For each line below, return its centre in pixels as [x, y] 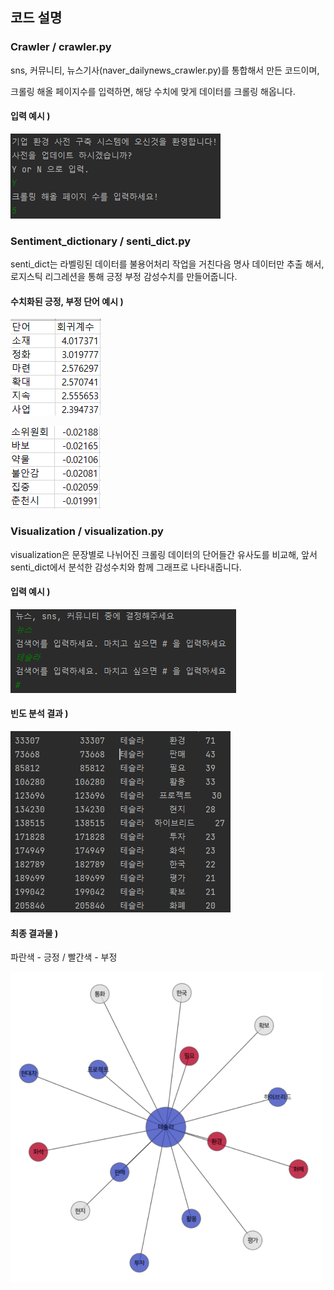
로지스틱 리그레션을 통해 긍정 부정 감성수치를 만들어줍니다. [124, 277]
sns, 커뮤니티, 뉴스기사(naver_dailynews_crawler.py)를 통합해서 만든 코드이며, [165, 70]
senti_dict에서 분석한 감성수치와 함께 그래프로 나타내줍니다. [126, 567]
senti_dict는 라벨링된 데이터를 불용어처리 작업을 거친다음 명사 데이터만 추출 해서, [167, 264]
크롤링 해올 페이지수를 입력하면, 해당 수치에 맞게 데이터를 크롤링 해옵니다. [153, 91]
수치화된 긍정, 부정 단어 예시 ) [67, 301]
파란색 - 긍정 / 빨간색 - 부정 [64, 957]
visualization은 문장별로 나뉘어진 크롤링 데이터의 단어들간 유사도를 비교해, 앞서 [164, 554]
